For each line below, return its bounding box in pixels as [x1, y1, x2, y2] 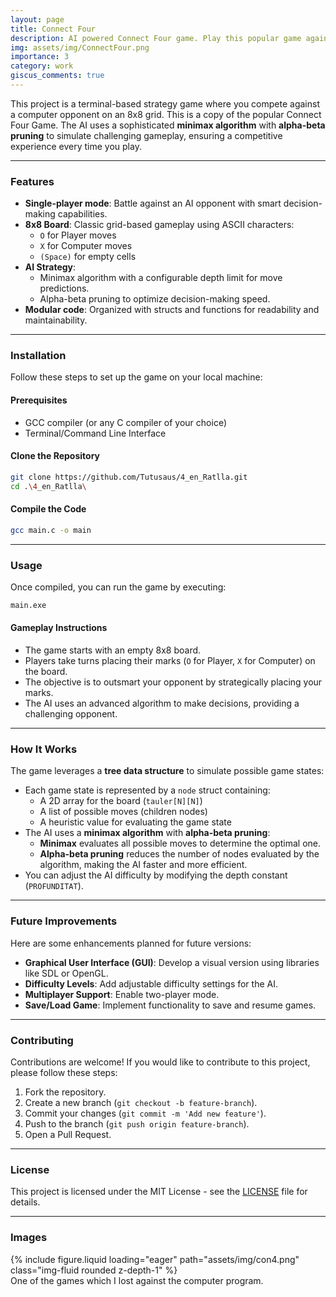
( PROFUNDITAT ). [24, 880, 84, 892]
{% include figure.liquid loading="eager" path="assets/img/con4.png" [10, 1253, 300, 1265]
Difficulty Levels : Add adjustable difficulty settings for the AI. [24, 977, 278, 990]
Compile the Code [10, 503, 87, 515]
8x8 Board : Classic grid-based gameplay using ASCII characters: [24, 219, 295, 231]
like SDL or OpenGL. [24, 967, 109, 979]
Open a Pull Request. [24, 1128, 112, 1140]
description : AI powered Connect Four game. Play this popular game [10, 33, 302, 43]
